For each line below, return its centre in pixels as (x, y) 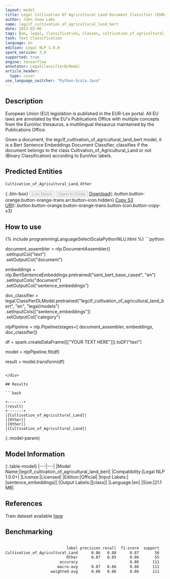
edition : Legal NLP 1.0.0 (32, 48)
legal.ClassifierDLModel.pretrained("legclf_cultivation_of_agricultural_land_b (85, 301)
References (24, 504)
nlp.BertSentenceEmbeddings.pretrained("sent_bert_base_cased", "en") (80, 275)
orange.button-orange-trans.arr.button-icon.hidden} (60, 200)
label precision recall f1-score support (113, 548)
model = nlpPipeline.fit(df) (32, 352)
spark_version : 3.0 (26, 52)
